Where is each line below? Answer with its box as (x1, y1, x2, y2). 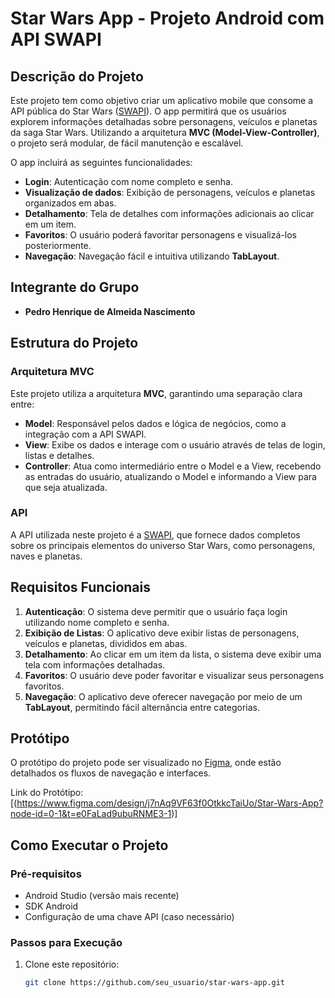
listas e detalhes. (24, 449, 95, 461)
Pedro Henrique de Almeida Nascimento (24, 305, 196, 317)
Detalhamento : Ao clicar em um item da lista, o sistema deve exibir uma (24, 648, 322, 660)
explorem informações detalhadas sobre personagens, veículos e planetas (10, 116, 318, 127)
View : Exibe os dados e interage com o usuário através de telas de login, (24, 438, 326, 451)
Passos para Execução (10, 936, 123, 950)
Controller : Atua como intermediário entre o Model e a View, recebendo (24, 460, 322, 472)
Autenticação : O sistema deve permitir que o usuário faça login (24, 605, 288, 617)
